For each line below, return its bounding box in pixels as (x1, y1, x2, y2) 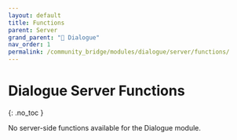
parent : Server (8, 26, 58, 34)
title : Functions (8, 19, 65, 27)
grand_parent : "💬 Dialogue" (8, 33, 100, 42)
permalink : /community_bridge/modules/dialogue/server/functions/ (8, 48, 230, 56)
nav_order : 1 (8, 41, 51, 49)
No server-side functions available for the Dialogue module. (8, 123, 202, 132)
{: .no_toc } (8, 108, 44, 117)
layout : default (8, 11, 61, 20)
